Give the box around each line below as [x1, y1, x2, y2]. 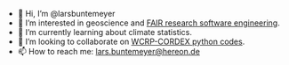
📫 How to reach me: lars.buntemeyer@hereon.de [17, 47, 200, 56]
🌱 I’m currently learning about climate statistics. [17, 27, 193, 37]
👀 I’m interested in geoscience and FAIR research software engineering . [17, 18, 280, 28]
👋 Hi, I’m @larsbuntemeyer [17, 9, 116, 18]
